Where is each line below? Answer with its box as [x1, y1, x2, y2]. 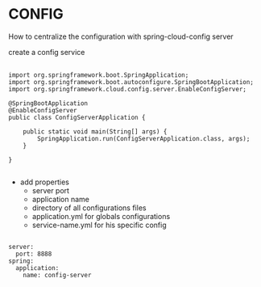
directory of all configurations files [31, 203, 147, 213]
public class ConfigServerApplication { [8, 113, 147, 121]
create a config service [8, 47, 85, 57]
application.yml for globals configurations [31, 211, 171, 221]
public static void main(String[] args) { [23, 127, 168, 136]
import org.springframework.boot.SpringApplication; [8, 70, 189, 79]
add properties [19, 177, 70, 187]
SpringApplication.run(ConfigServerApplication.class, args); [37, 134, 251, 142]
